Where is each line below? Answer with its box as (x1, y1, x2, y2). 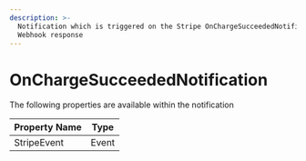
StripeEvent (14, 136, 64, 149)
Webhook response (17, 30, 84, 39)
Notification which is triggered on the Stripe (17, 22, 202, 31)
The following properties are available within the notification (9, 99, 234, 110)
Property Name (14, 121, 82, 134)
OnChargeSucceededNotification (9, 69, 269, 90)
